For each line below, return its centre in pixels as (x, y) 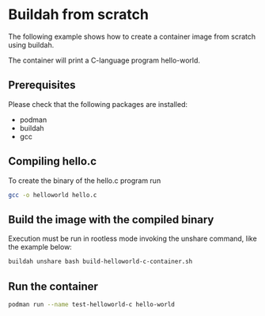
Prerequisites (42, 85)
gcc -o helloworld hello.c (53, 195)
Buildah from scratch (78, 15)
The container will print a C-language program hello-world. (104, 60)
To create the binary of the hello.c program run (85, 181)
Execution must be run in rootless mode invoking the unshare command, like (132, 238)
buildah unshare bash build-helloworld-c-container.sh (100, 262)
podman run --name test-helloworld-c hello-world (92, 304)
